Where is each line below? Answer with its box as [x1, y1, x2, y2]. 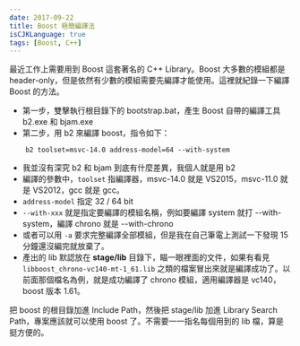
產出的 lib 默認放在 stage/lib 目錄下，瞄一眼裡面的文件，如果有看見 [21, 252, 270, 263]
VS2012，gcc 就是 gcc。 [32, 185, 125, 195]
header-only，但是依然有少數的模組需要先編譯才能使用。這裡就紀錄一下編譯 [9, 75, 290, 86]
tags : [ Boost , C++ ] [9, 38, 82, 48]
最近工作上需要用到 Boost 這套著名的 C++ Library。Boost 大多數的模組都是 [9, 64, 286, 74]
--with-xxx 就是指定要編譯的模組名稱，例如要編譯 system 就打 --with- [21, 207, 282, 218]
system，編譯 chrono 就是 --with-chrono [21, 219, 174, 229]
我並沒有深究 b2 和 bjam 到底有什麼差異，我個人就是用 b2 [21, 162, 236, 173]
